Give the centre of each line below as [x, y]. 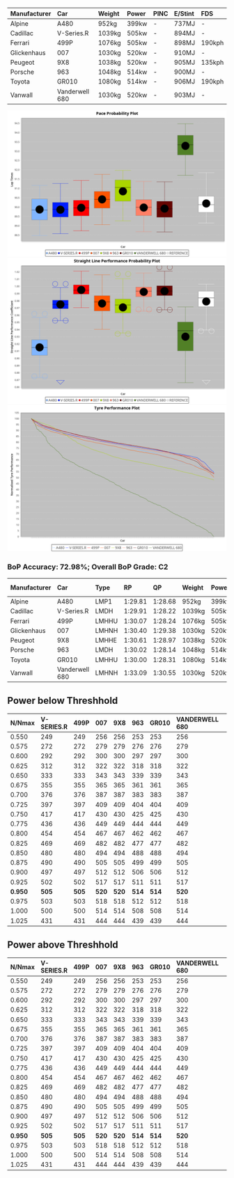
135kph [212, 62]
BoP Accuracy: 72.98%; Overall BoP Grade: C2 [88, 567]
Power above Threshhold [63, 944]
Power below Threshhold [63, 700]
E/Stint [184, 13]
